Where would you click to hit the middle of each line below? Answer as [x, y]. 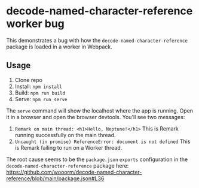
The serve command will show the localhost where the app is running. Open [99, 110]
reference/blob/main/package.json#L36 [55, 178]
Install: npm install [39, 86]
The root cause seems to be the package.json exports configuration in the [97, 159]
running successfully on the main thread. [65, 135]
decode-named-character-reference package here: [68, 165]
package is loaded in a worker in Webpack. [59, 47]
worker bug [35, 24]
